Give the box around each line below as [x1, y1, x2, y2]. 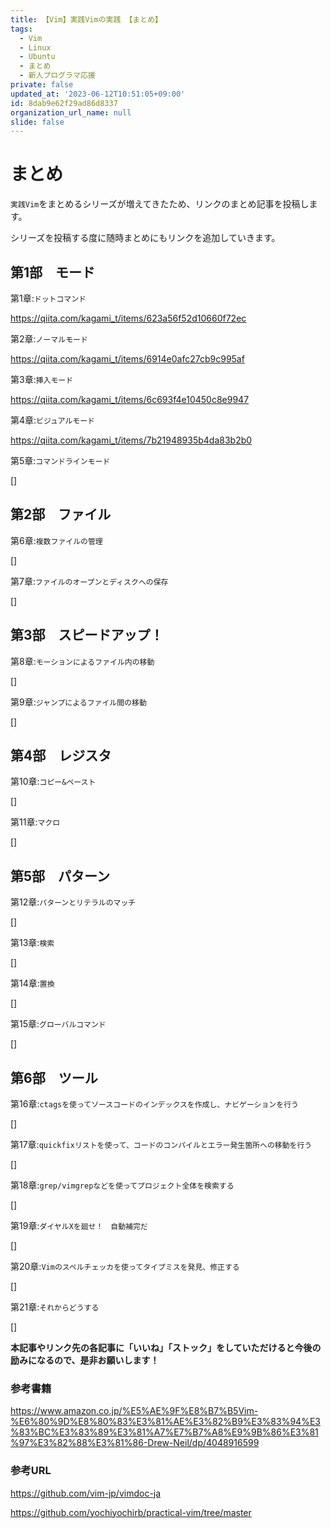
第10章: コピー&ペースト [10, 776, 97, 788]
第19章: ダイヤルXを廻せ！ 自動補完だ [10, 1220, 148, 1232]
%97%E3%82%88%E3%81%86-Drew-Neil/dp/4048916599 [10, 1437, 260, 1449]
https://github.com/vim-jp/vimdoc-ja [10, 1487, 162, 1499]
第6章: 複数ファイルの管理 [10, 534, 103, 546]
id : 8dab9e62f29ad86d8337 [10, 98, 118, 108]
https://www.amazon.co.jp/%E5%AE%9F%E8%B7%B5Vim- [10, 1405, 259, 1417]
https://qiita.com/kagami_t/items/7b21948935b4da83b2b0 [10, 434, 253, 446]
